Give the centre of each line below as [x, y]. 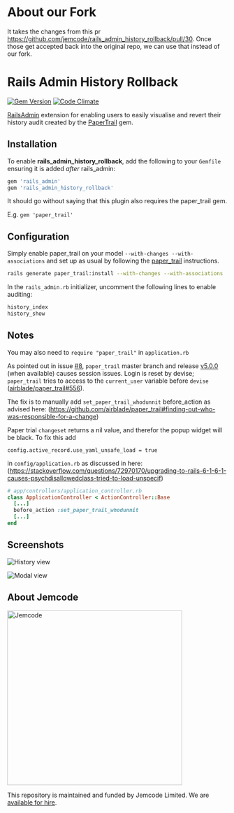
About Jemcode [43, 598]
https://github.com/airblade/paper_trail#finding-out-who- [133, 409]
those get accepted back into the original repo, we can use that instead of [114, 46]
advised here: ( [29, 409]
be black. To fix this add [42, 437]
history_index [28, 307]
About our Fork [52, 12]
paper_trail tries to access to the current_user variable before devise [108, 381]
